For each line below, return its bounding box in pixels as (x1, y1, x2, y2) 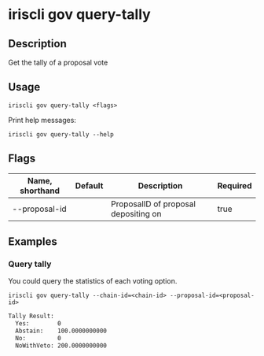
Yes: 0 (15, 320, 61, 328)
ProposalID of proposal (111, 198, 196, 210)
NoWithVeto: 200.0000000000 (15, 341, 108, 350)
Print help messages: (8, 115, 77, 124)
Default (75, 180, 104, 191)
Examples (8, 235, 57, 249)
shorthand (19, 185, 60, 196)
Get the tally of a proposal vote (8, 57, 108, 67)
